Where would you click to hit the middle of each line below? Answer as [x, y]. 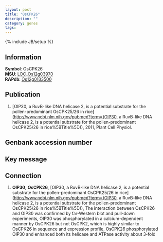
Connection [23, 176]
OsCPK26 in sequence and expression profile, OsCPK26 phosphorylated [85, 229]
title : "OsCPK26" [23, 14]
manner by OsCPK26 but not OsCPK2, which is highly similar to [76, 224]
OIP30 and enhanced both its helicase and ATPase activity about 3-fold [84, 234]
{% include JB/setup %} [29, 42]
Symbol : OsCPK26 [24, 68]
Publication [23, 95]
